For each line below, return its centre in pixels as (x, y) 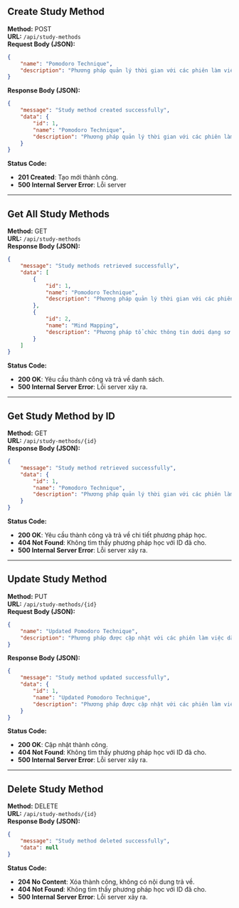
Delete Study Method (55, 789)
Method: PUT (27, 596)
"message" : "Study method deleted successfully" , (95, 841)
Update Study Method (57, 579)
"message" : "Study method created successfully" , (95, 110)
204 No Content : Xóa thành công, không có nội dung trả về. (106, 882)
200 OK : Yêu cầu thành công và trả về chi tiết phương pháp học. (112, 535)
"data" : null (39, 847)
